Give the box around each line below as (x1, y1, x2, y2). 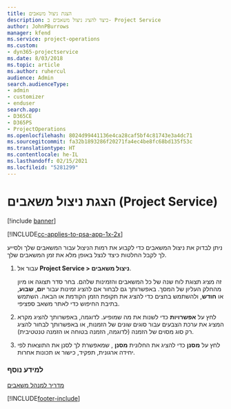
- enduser (7, 100, 36, 107)
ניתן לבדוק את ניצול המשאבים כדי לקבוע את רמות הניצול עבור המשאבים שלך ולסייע (7, 243, 223, 252)
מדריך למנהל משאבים (7, 381, 64, 389)
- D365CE (7, 112, 32, 119)
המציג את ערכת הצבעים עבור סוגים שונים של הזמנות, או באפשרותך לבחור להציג (17, 320, 224, 328)
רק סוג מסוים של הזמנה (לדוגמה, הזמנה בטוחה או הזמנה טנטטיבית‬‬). (17, 327, 194, 335)
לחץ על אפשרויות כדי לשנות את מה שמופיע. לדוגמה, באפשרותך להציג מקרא (17, 312, 217, 321)
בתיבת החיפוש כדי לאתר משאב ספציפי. (17, 299, 120, 308)
